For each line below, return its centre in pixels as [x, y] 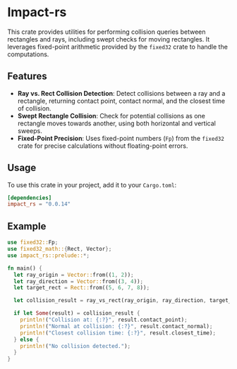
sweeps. [30, 130]
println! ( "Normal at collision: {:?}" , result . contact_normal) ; [116, 326]
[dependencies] [30, 198]
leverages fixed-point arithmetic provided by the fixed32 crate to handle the [117, 46]
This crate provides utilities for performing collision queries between [107, 32]
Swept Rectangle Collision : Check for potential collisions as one [111, 115]
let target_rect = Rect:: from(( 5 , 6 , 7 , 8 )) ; [82, 288]
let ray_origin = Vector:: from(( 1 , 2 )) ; [74, 275]
